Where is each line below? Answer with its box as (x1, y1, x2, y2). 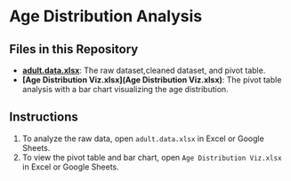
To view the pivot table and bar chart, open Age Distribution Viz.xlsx (21, 152, 282, 162)
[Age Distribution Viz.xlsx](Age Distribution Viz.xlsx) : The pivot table (21, 75, 282, 85)
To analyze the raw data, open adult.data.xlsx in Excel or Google (21, 133, 264, 144)
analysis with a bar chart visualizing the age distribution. (21, 84, 229, 94)
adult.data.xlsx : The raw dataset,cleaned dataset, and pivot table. (21, 65, 266, 75)
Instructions (9, 109, 78, 125)
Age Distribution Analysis (9, 6, 203, 27)
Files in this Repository (9, 42, 139, 57)
